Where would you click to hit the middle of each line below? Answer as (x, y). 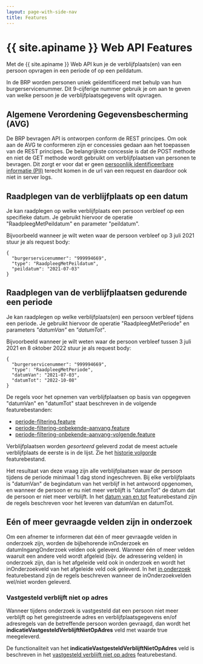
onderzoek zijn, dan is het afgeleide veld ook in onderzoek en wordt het (96, 562)
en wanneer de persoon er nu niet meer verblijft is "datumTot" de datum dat (101, 490)
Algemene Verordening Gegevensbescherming (97, 114)
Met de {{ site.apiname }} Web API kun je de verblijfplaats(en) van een (94, 64)
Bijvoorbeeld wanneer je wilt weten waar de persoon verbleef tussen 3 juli (99, 341)
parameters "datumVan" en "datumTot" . (56, 330)
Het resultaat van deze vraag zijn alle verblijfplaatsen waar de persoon (94, 471)
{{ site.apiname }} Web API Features (99, 48)
